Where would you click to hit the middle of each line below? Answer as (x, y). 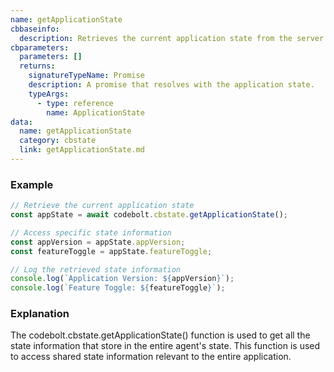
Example (32, 184)
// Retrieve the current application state (102, 206)
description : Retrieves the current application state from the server (172, 38)
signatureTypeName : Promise (86, 76)
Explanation (40, 314)
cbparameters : (40, 47)
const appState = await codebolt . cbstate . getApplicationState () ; (149, 215)
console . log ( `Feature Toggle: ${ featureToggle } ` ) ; (118, 288)
